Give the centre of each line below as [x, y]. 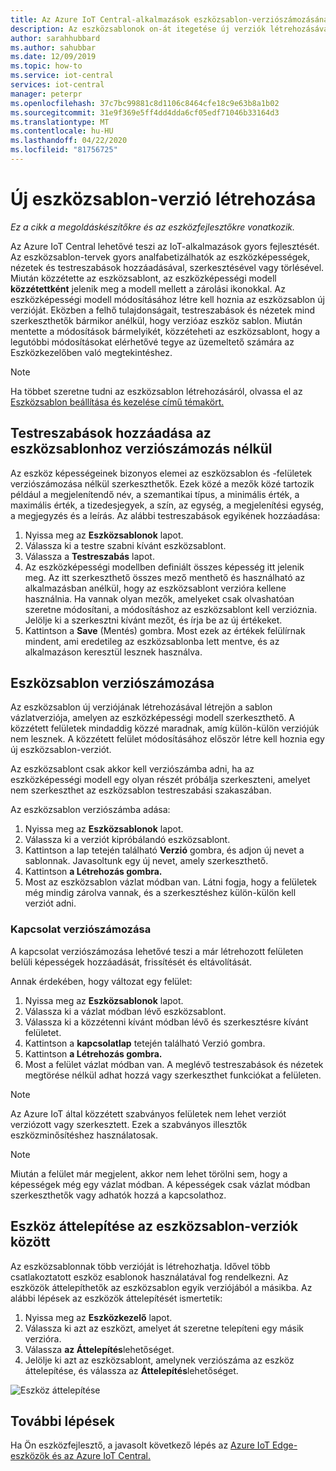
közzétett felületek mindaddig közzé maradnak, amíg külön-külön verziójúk [165, 728]
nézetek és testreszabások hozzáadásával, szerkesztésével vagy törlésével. [167, 267]
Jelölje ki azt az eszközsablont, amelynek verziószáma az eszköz [159, 1360]
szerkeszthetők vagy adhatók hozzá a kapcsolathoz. [118, 1195]
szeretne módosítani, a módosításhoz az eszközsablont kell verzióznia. [171, 609]
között [30, 1242]
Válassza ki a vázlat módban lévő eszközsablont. [125, 1011]
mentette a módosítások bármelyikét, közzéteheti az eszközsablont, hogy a [165, 331]
